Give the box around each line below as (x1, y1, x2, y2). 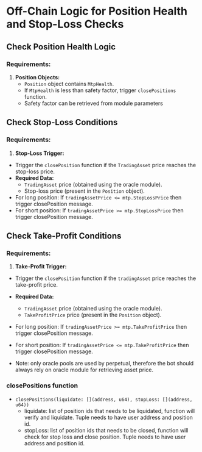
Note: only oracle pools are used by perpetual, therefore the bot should (15, 360, 194, 367)
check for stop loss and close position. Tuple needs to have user (24, 433, 186, 440)
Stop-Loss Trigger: (15, 149, 64, 157)
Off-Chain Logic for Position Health (6, 4, 187, 18)
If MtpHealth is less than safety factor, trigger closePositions (24, 87, 176, 94)
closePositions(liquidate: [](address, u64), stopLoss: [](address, (15, 396, 193, 403)
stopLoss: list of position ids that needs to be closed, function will (24, 426, 189, 434)
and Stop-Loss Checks (6, 17, 124, 31)
